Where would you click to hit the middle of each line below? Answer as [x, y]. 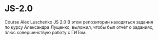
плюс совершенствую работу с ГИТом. [46, 32]
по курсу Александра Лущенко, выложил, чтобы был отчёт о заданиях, [79, 27]
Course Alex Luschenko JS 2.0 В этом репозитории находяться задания [79, 22]
